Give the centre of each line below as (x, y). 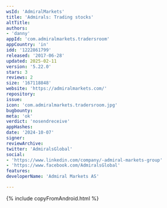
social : (16, 154)
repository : (21, 94)
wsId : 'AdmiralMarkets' (36, 12)
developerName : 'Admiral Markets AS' (53, 177)
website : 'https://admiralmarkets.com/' (57, 89)
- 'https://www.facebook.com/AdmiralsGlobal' (63, 165)
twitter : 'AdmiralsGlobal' (39, 149)
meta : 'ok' (20, 116)
